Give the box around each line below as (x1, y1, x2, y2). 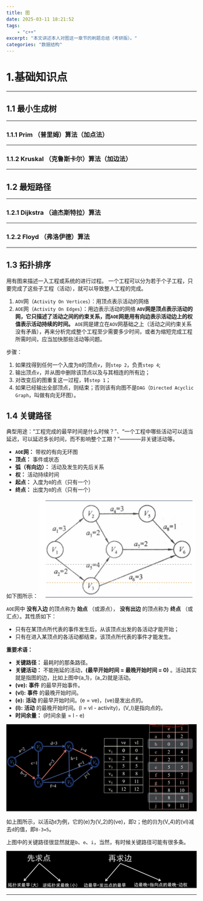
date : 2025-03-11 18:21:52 (6, 16, 74, 22)
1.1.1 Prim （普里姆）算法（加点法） (6, 130, 109, 139)
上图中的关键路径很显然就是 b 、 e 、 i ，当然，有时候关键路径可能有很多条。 (6, 839, 189, 846)
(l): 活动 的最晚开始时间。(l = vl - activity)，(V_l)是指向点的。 (14, 704, 166, 712)
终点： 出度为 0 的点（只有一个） (14, 486, 94, 493)
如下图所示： (6, 592, 38, 600)
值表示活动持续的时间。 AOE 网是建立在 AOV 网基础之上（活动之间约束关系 (14, 320, 192, 327)
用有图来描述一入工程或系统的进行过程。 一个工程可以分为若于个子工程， (6, 277, 188, 284)
